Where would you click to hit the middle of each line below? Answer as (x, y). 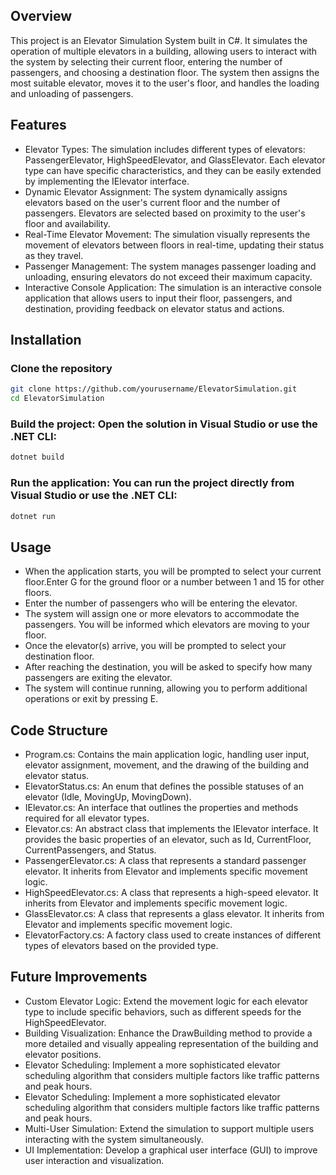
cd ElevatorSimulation (57, 399)
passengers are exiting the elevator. (98, 678)
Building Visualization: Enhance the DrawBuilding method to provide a (168, 1033)
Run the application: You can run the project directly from (152, 483)
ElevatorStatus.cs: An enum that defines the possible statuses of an (164, 786)
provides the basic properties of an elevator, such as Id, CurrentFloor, (168, 840)
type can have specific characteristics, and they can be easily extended (173, 170)
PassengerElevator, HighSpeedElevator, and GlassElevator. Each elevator (175, 160)
